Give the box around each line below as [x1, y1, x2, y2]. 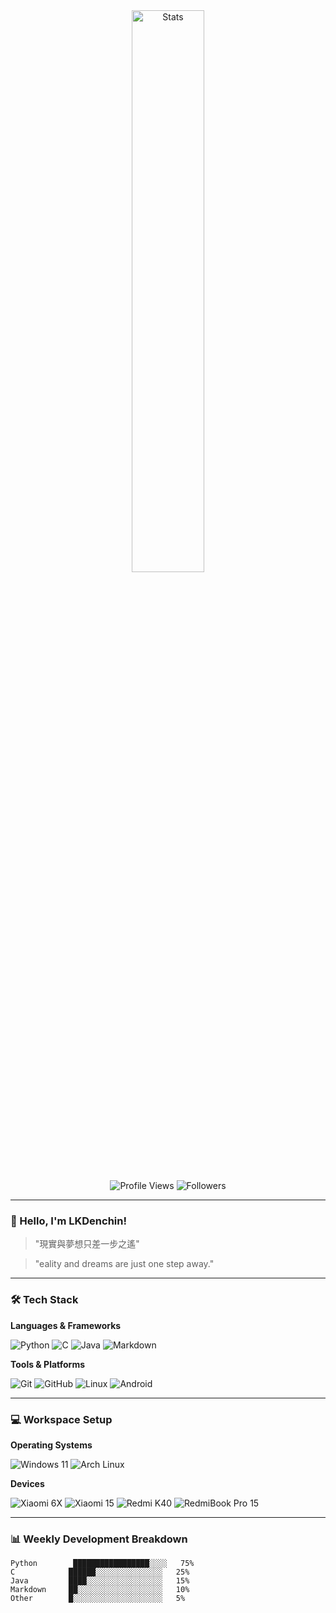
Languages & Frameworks [10, 1319, 122, 1331]
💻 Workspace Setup [10, 1412, 113, 1426]
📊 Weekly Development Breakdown [10, 1532, 188, 1546]
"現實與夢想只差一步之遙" [34, 1238, 140, 1250]
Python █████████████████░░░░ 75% [10, 1559, 195, 1569]
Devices [10, 1477, 45, 1489]
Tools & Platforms [10, 1358, 86, 1370]
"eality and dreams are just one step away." [34, 1258, 215, 1270]
